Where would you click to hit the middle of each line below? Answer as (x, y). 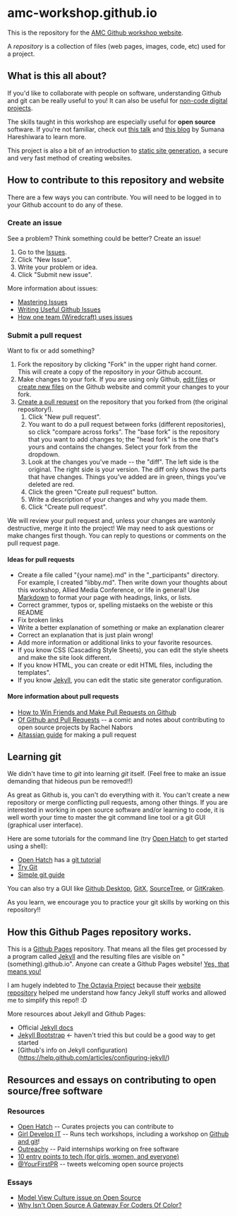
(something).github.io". (41, 964)
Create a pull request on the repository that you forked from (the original (122, 402)
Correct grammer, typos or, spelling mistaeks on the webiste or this (115, 605)
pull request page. (34, 543)
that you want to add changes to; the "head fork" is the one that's (123, 439)
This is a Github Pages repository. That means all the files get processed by (117, 949)
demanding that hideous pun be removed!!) (70, 781)
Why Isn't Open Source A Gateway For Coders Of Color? (99, 1205)
